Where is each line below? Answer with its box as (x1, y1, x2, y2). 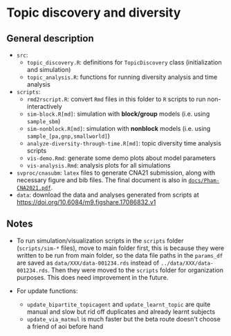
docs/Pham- (188, 177, 220, 184)
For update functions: (16, 286, 78, 295)
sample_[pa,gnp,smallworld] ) (26, 132, 110, 140)
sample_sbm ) (26, 117, 61, 125)
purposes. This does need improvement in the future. (16, 273, 169, 281)
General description (6, 33, 94, 44)
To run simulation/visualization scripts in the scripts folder (16, 236, 184, 245)
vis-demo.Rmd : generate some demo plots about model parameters (26, 154, 216, 162)
